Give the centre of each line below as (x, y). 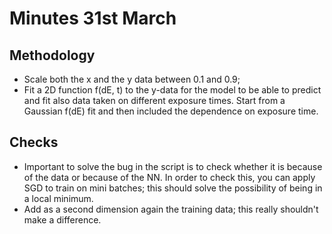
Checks (34, 142)
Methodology (52, 55)
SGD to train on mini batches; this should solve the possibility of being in (173, 188)
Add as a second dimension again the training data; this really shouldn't (171, 209)
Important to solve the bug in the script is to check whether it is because (173, 166)
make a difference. (62, 219)
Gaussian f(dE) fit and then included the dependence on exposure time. (171, 111)
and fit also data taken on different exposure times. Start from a (154, 100)
